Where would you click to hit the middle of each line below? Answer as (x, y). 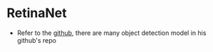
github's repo (36, 40)
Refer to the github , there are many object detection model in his (111, 33)
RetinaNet (37, 13)
